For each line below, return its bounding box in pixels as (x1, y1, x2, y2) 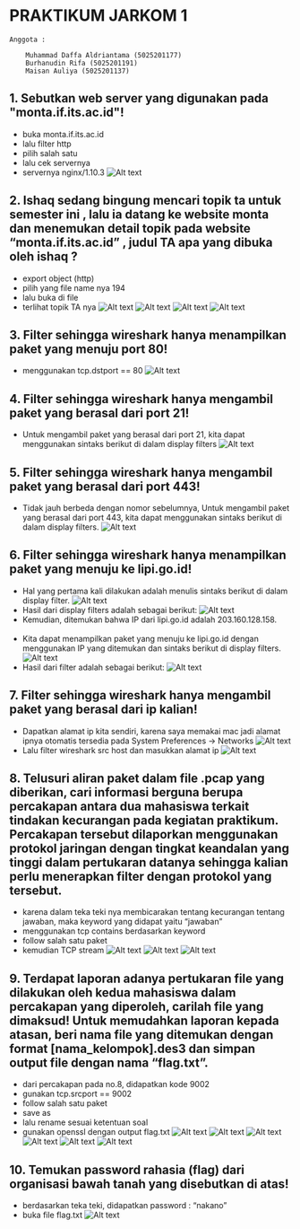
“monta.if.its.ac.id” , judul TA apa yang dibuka (9, 235, 273, 250)
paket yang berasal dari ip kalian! (9, 702, 199, 717)
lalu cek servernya (21, 157, 91, 168)
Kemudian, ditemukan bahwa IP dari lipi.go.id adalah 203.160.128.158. (21, 614, 278, 625)
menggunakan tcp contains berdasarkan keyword (21, 926, 206, 936)
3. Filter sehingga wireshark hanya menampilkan (9, 327, 287, 342)
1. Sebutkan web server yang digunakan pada (9, 91, 269, 106)
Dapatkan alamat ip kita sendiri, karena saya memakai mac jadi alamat (21, 725, 281, 736)
